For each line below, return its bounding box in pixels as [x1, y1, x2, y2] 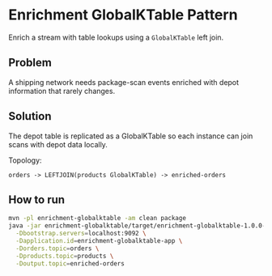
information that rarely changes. [8, 86, 116, 96]
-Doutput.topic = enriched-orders [15, 259, 125, 268]
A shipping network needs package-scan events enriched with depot [8, 77, 240, 87]
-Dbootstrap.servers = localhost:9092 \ [15, 229, 147, 238]
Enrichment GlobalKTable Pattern [8, 6, 238, 24]
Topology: [8, 155, 42, 165]
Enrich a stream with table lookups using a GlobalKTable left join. [8, 32, 224, 42]
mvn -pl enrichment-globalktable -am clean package [8, 214, 186, 223]
